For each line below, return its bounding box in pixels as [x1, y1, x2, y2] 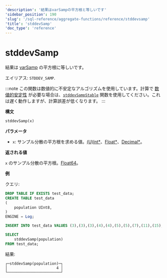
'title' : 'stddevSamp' [5, 21, 52, 26]
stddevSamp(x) [5, 119, 35, 124]
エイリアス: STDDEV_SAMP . [5, 75, 56, 81]
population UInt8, [14, 205, 52, 210]
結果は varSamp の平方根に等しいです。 [5, 64, 86, 70]
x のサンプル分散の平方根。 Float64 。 [5, 160, 81, 166]
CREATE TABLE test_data [5, 195, 55, 201]
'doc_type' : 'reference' [5, 26, 57, 31]
